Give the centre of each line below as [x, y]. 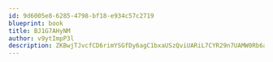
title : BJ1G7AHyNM [39, 31]
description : [30, 46]
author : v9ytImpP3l [41, 38]
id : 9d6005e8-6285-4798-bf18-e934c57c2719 [81, 16]
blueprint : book [36, 23]
